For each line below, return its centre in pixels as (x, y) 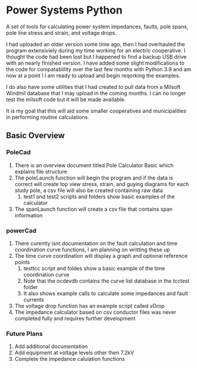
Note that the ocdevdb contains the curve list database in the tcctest (106, 281)
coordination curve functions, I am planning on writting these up (92, 249)
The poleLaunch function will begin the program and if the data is (94, 178)
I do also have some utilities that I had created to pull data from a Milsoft (94, 87)
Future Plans (24, 333)
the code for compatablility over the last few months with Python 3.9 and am (99, 69)
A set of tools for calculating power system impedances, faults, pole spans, (97, 26)
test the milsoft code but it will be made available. (66, 99)
